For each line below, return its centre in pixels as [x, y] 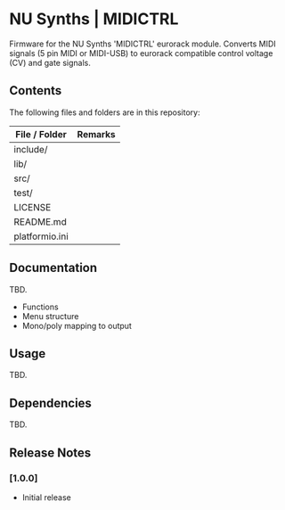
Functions [41, 307]
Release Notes [50, 452]
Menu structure [50, 316]
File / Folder [41, 134]
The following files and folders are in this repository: [105, 112]
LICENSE [33, 207]
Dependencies [50, 403]
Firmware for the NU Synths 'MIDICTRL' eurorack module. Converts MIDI [142, 44]
